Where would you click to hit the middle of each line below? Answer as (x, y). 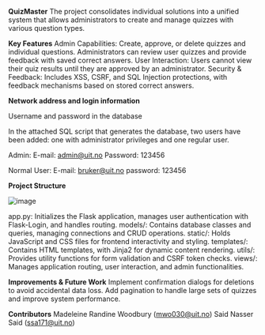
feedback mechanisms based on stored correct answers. (101, 85)
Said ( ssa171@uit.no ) (42, 322)
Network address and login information (74, 101)
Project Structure (37, 186)
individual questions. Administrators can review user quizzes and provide (127, 52)
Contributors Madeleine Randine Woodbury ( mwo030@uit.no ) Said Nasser (131, 314)
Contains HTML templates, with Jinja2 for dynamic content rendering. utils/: (132, 250)
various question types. (47, 28)
